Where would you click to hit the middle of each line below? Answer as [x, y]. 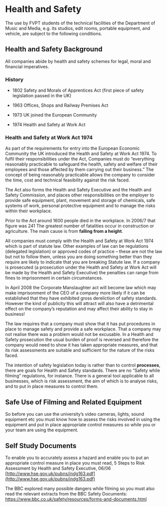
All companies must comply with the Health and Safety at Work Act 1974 [79, 241]
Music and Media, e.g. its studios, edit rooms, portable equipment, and [78, 28]
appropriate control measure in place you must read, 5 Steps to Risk [75, 463]
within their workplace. [29, 211]
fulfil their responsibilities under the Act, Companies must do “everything [80, 159]
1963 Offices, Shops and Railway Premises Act [60, 105]
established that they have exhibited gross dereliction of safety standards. [81, 298]
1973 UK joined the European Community [55, 115]
